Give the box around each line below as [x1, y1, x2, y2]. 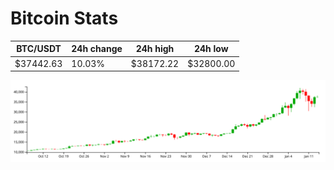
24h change [71, 43, 123, 55]
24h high [135, 43, 175, 55]
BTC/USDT [16, 43, 62, 55]
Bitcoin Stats [10, 7, 119, 30]
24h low [193, 43, 229, 55]
